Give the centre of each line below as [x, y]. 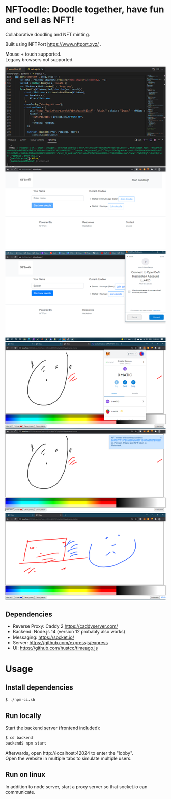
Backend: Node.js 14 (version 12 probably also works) [69, 632]
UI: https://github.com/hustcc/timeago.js [55, 648]
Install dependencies [39, 687]
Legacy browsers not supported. [39, 59]
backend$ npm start [26, 743]
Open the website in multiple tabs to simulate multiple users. [68, 758]
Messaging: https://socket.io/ [44, 637]
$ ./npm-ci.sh [20, 700]
